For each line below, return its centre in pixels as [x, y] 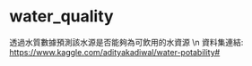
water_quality [61, 16]
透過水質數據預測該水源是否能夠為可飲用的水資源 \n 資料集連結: [126, 42]
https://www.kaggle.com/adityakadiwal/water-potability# [115, 52]
